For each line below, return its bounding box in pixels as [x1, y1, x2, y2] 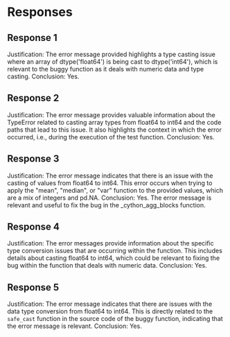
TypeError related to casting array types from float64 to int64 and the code [7, 118, 222, 126]
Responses [7, 4, 73, 20]
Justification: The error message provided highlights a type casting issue [7, 50, 216, 58]
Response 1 [7, 32, 57, 44]
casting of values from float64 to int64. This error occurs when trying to [7, 178, 213, 187]
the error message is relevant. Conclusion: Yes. [7, 322, 142, 330]
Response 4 [7, 221, 60, 233]
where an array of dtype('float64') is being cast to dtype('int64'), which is [7, 58, 218, 66]
